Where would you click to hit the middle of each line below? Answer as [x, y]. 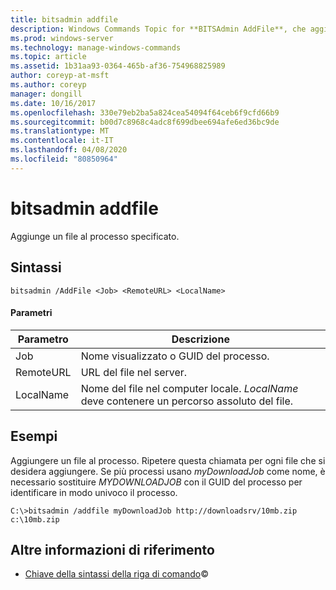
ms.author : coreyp [48, 85]
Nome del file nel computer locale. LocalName [189, 388]
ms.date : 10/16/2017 [53, 103]
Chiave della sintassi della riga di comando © [116, 574]
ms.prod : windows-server [62, 38]
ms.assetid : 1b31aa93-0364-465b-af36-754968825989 [118, 66]
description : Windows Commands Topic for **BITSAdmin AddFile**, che [158, 29]
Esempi [34, 436]
